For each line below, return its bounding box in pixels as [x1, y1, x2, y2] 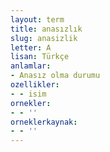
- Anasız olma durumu [10, 71, 101, 81]
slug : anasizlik [10, 33, 78, 43]
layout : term [10, 14, 65, 25]
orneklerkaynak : [10, 117, 78, 127]
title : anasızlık [10, 24, 83, 34]
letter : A [10, 42, 52, 53]
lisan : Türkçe [10, 52, 70, 62]
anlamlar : [10, 61, 52, 71]
